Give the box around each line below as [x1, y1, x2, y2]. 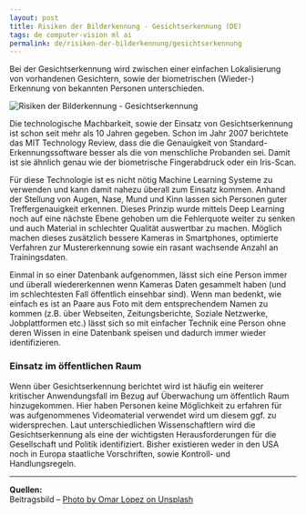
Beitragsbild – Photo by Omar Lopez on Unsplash [9, 493, 194, 505]
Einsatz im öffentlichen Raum [9, 360, 142, 373]
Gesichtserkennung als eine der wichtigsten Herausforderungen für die [9, 428, 277, 439]
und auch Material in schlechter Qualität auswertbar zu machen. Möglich [9, 223, 282, 234]
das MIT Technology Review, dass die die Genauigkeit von [9, 137, 228, 148]
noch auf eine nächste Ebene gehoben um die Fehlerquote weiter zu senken [9, 213, 296, 224]
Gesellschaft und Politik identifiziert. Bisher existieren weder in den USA [9, 438, 280, 449]
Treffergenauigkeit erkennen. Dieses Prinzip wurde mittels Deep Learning [9, 204, 285, 215]
